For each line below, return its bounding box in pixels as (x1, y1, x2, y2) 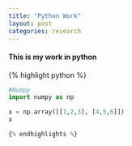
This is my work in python (8, 52, 97, 62)
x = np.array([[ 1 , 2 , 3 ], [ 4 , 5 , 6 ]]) (8, 108, 126, 116)
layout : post (8, 19, 53, 28)
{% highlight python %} (8, 70, 87, 79)
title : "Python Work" (8, 11, 82, 20)
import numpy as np (8, 93, 75, 101)
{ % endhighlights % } (8, 131, 79, 139)
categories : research (8, 27, 82, 35)
